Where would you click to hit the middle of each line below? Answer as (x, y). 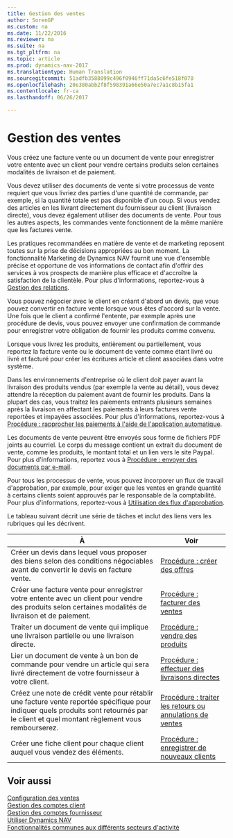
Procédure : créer (189, 561)
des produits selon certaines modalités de (79, 607)
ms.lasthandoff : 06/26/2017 (48, 98)
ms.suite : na (26, 46)
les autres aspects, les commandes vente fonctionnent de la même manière (115, 222)
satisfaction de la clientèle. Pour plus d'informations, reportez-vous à (106, 280)
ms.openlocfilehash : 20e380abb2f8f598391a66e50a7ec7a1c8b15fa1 (101, 85)
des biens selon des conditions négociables (82, 561)
